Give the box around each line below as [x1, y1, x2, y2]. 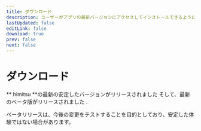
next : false [6, 42, 36, 48]
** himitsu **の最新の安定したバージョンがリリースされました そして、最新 [6, 90, 190, 98]
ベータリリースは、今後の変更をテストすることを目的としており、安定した [6, 111, 189, 118]
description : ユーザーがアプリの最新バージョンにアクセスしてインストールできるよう [6, 14, 192, 20]
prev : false [6, 36, 36, 42]
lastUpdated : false [6, 20, 55, 26]
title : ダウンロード [6, 8, 52, 15]
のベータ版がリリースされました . [6, 98, 88, 105]
